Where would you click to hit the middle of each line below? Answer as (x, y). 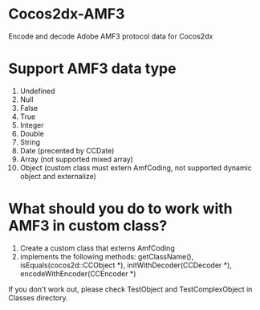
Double (32, 133)
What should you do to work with (120, 209)
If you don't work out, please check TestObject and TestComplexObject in (130, 289)
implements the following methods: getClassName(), (107, 256)
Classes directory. (38, 297)
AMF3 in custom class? (88, 226)
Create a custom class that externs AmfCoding (97, 248)
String (30, 142)
